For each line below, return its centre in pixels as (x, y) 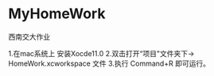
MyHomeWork (57, 14)
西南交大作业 (29, 36)
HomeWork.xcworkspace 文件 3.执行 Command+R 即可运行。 (109, 63)
